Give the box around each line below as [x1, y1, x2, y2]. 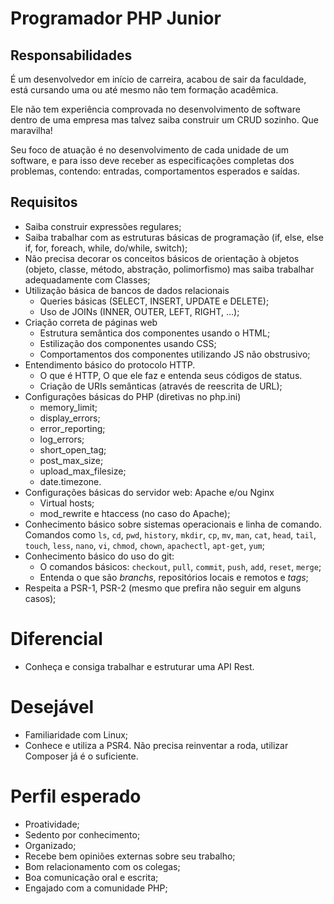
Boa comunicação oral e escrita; [24, 871, 159, 883]
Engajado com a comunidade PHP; [24, 882, 168, 894]
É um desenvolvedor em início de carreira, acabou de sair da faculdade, [10, 73, 307, 85]
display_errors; [39, 412, 101, 424]
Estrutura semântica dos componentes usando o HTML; [39, 327, 271, 339]
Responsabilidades [10, 47, 133, 64]
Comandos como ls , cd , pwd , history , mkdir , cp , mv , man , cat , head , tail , [24, 528, 317, 541]
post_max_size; [39, 454, 104, 466]
